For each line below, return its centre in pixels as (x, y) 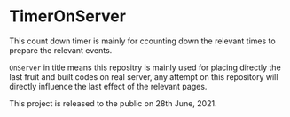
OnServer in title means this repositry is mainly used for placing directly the (145, 67)
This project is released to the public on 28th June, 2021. (113, 103)
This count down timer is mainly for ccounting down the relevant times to (143, 41)
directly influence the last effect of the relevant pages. (108, 86)
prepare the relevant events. (61, 50)
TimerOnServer (68, 16)
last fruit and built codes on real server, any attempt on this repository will (144, 76)
